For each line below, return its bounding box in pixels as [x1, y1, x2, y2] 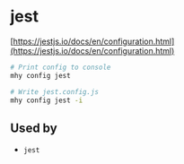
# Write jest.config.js [10, 87, 100, 96]
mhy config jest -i [10, 96, 83, 105]
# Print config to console [10, 63, 111, 72]
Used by [10, 120, 57, 135]
